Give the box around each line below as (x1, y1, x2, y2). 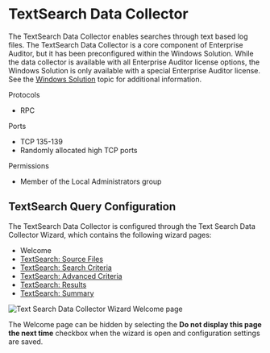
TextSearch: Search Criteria (19, 263, 113, 272)
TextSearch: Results (19, 280, 87, 289)
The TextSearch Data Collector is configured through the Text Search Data (8, 221, 256, 230)
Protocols (8, 89, 40, 99)
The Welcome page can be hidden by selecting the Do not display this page (8, 319, 262, 329)
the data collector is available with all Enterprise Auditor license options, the (8, 57, 260, 67)
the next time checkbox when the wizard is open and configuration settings (8, 328, 260, 338)
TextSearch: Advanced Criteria (19, 271, 123, 280)
